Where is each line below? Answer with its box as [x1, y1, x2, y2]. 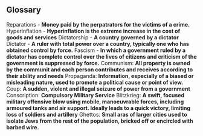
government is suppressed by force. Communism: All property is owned [6, 59, 190, 66]
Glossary [6, 5, 41, 15]
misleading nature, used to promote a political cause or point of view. [6, 79, 183, 86]
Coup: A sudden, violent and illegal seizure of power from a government [6, 85, 190, 92]
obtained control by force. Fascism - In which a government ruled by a [6, 47, 186, 54]
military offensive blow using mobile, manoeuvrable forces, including [6, 98, 184, 105]
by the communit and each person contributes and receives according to [6, 66, 193, 73]
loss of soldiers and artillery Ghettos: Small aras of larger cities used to [6, 111, 187, 118]
